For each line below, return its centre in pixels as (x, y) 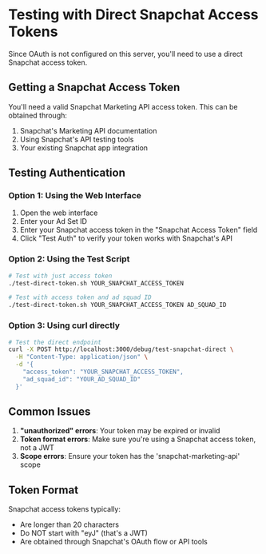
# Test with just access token (60, 276)
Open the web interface (59, 213)
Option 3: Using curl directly (64, 325)
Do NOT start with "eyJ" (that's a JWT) (83, 533)
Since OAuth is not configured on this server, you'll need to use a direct (126, 54)
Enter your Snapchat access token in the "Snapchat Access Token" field (139, 230)
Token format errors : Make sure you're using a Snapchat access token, (138, 439)
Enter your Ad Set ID (54, 221)
